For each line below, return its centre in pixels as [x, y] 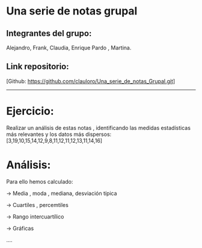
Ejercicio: [30, 111]
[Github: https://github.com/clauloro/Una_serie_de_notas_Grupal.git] [91, 81]
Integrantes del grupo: [49, 33]
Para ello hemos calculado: [40, 181]
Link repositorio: [38, 67]
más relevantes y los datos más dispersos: [59, 134]
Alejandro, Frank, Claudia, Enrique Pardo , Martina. [69, 48]
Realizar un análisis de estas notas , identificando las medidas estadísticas [99, 128]
